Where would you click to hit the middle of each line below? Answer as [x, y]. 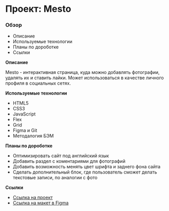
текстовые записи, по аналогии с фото [55, 178]
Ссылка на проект [33, 198]
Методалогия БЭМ [33, 136]
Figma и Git [25, 130]
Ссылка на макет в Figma [41, 203]
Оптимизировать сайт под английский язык [61, 156]
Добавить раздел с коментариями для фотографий [69, 161]
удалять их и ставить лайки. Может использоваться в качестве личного [85, 78]
